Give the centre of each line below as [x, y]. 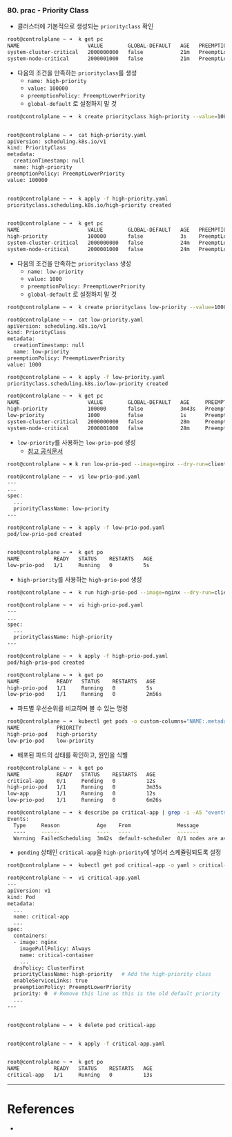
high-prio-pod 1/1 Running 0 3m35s [85, 787]
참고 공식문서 [45, 451]
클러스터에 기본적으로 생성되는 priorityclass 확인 [85, 26]
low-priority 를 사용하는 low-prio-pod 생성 [76, 442]
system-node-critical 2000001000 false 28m [98, 428]
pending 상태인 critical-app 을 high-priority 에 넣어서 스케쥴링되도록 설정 [119, 852]
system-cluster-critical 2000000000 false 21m [98, 53]
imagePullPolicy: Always [55, 949]
